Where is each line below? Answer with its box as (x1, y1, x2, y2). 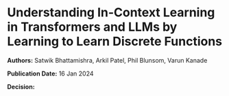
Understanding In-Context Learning (7, 5, 215, 20)
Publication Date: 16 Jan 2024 (7, 69, 94, 78)
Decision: (7, 82, 36, 91)
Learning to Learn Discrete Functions (7, 34, 223, 49)
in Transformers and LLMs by (7, 19, 178, 35)
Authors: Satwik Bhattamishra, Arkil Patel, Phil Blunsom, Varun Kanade (7, 56, 208, 64)
